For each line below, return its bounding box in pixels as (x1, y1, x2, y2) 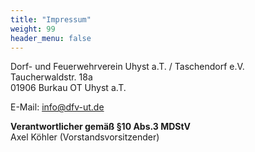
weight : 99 (10, 24, 56, 34)
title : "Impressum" (10, 14, 92, 25)
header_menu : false (10, 33, 92, 43)
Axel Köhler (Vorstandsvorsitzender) (10, 131, 160, 143)
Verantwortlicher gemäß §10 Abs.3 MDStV (10, 121, 192, 133)
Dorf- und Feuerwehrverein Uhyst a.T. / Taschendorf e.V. (10, 61, 245, 73)
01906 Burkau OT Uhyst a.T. (10, 82, 127, 94)
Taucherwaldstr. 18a (10, 71, 93, 83)
